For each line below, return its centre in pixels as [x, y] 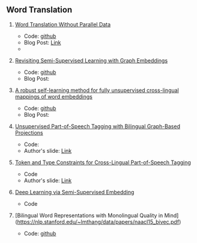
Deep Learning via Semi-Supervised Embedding [74, 192]
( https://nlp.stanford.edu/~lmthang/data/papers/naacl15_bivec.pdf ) [98, 221]
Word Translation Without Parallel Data [63, 24]
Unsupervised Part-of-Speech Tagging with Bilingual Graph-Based [97, 126]
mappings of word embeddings [54, 96]
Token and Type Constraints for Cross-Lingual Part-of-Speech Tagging [103, 162]
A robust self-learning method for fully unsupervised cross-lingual [97, 90]
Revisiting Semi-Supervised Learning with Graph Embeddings [91, 60]
